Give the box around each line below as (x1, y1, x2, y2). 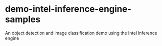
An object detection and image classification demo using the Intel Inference (5, 30, 158, 36)
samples (5, 14, 41, 25)
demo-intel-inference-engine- (5, 3, 132, 15)
